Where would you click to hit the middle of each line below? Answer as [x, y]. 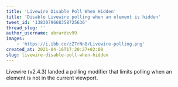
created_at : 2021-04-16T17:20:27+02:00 [55, 50]
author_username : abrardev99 [42, 33]
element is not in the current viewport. [52, 78]
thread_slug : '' [26, 28]
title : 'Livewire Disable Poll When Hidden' [61, 11]
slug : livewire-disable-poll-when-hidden [57, 55]
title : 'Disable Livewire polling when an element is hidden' [83, 17]
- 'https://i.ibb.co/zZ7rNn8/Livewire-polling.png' [81, 44]
